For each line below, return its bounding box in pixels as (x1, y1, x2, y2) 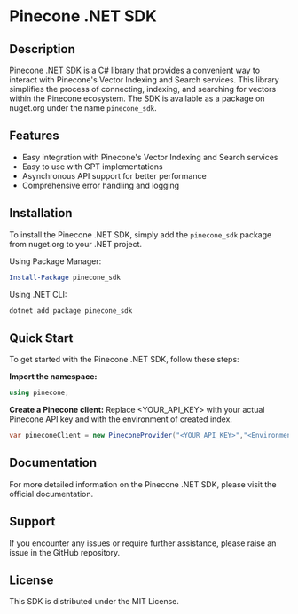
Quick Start (9, 330, 74, 346)
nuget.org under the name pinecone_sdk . (9, 103, 157, 113)
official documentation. (9, 488, 94, 499)
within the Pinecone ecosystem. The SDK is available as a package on (9, 93, 265, 104)
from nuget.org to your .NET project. (9, 238, 143, 249)
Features (9, 128, 59, 144)
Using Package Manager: (9, 255, 102, 267)
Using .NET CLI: (9, 289, 67, 299)
